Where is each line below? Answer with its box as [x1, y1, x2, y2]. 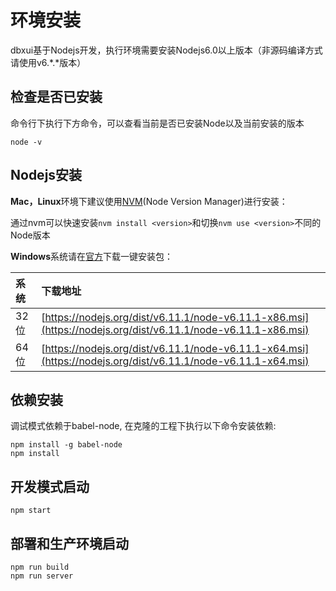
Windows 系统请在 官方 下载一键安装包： [10, 250, 173, 262]
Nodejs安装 [10, 167, 83, 184]
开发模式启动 [10, 478, 90, 495]
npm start [10, 506, 52, 516]
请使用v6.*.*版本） [10, 56, 87, 68]
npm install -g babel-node [10, 440, 123, 450]
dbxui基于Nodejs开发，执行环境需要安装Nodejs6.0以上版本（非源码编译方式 [10, 44, 323, 56]
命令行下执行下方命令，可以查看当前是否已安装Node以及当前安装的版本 [10, 117, 305, 129]
